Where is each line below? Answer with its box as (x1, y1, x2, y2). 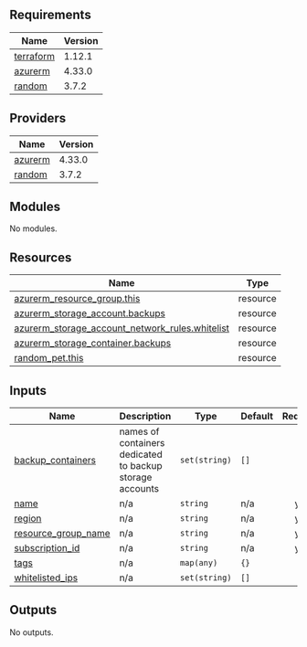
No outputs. (9, 626, 54, 638)
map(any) (179, 557, 218, 568)
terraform (14, 49, 56, 62)
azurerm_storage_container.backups (14, 337, 172, 350)
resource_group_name (14, 527, 111, 540)
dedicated (119, 448, 163, 461)
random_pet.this (14, 352, 84, 365)
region (14, 512, 42, 525)
